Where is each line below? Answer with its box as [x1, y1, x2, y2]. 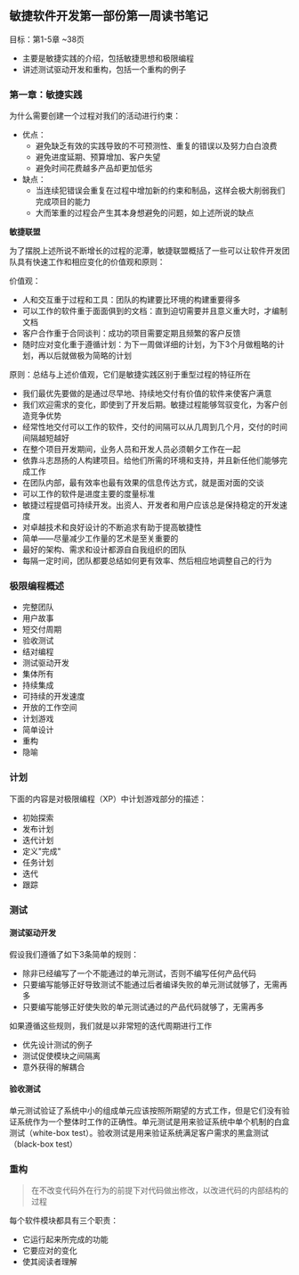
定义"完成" [21, 846, 61, 857]
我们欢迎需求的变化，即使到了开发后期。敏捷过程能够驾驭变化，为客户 [21, 400, 280, 410]
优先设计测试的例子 [21, 1039, 93, 1050]
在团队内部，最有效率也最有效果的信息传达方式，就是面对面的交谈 [21, 477, 264, 488]
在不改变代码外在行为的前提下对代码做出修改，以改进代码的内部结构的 [30, 1185, 289, 1196]
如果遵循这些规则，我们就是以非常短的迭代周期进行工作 [9, 1020, 212, 1031]
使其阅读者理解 [21, 1256, 77, 1267]
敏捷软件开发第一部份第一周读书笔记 [9, 8, 208, 24]
